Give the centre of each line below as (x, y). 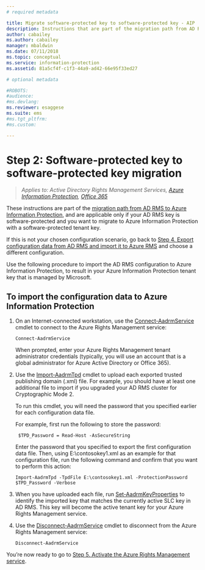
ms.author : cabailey (33, 40)
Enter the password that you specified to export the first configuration (103, 447)
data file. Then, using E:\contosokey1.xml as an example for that (95, 453)
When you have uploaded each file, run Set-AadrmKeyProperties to (100, 494)
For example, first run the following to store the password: (88, 425)
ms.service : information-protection (53, 63)
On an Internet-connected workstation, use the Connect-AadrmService (104, 321)
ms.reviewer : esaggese (35, 108)
